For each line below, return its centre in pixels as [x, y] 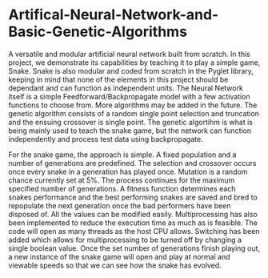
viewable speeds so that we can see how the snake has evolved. [115, 265]
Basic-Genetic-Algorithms [98, 32]
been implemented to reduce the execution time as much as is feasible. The [133, 223]
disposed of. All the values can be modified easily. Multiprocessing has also [133, 214]
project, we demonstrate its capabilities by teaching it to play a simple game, [134, 62]
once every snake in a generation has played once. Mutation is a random [128, 171]
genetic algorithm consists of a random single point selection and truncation [134, 113]
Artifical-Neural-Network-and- [114, 15]
